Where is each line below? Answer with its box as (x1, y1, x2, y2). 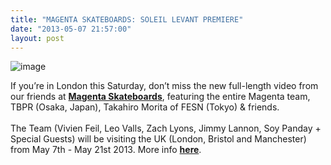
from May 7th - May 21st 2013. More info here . (10, 144, 202, 156)
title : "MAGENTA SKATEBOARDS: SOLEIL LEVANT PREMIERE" (10, 14, 244, 25)
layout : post (10, 33, 65, 43)
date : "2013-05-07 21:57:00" (10, 24, 132, 34)
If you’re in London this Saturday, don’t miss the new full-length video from (10, 80, 319, 92)
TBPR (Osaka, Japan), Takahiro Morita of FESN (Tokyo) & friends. (10, 101, 280, 113)
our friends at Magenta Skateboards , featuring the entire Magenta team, (10, 91, 311, 103)
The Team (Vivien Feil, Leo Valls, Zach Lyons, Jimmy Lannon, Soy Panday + (10, 122, 322, 135)
